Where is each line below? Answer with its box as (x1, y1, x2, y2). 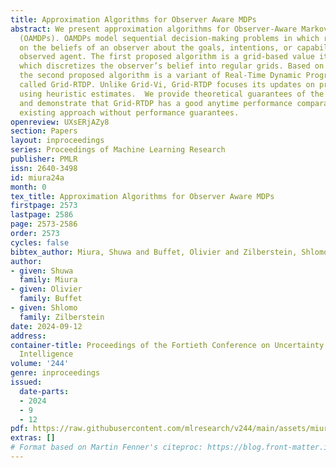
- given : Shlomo (10, 303, 78, 313)
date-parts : (19, 386, 70, 396)
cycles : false (10, 237, 70, 248)
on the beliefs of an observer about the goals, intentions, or (19, 42, 293, 53)
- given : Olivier (10, 284, 83, 295)
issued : (10, 377, 43, 387)
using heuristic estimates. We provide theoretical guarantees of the (19, 89, 325, 99)
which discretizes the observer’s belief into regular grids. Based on (19, 61, 325, 71)
